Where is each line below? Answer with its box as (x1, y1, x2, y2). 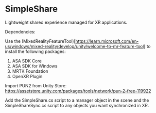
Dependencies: (5, 29, 35, 34)
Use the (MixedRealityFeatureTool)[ (5, 38, 76, 44)
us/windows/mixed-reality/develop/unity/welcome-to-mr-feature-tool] (5, 43, 146, 49)
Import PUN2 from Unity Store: (5, 82, 67, 88)
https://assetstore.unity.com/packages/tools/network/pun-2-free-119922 (5, 88, 152, 94)
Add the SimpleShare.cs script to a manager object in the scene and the (5, 97, 149, 103)
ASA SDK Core (12, 58, 42, 64)
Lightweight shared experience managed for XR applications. (5, 19, 128, 25)
